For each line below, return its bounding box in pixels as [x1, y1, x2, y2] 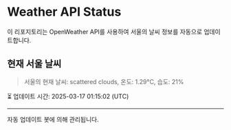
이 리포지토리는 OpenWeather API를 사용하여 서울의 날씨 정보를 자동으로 [7, 27, 203, 36]
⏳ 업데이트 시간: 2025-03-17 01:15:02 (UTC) [7, 92, 129, 100]
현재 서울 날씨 [7, 58, 62, 70]
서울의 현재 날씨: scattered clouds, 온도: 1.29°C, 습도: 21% [23, 77, 184, 86]
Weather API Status [7, 4, 122, 20]
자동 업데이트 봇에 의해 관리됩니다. [7, 115, 99, 123]
